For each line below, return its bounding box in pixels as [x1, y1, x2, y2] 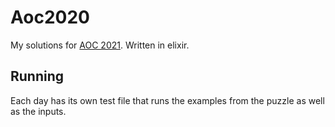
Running [10, 68, 65, 85]
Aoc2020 [10, 6, 90, 29]
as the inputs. [10, 105, 67, 117]
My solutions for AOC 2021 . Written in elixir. [10, 39, 190, 51]
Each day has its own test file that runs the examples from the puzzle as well [10, 94, 325, 106]
